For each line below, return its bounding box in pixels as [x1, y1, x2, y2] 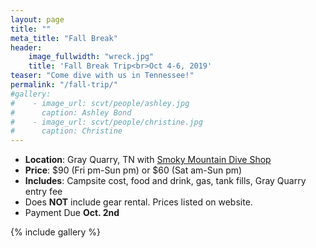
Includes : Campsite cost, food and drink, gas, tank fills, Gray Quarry [24, 175, 307, 187]
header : [10, 42, 43, 53]
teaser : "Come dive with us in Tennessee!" [10, 71, 195, 81]
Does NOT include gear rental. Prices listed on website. [24, 196, 253, 208]
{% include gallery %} [10, 226, 102, 238]
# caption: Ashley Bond [10, 107, 132, 118]
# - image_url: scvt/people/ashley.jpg [10, 98, 190, 108]
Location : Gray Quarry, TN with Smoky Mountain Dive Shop [24, 154, 272, 166]
